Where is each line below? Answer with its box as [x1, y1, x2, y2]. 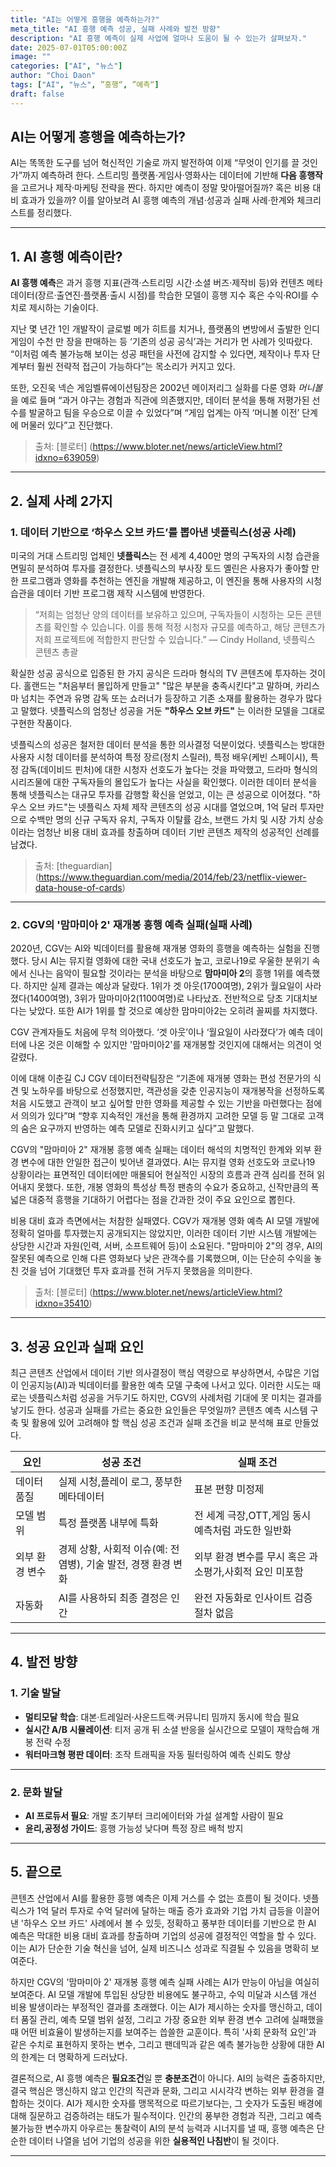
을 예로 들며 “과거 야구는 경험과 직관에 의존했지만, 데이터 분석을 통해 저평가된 [10, 394, 310, 406]
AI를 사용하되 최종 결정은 [58, 1591, 169, 1605]
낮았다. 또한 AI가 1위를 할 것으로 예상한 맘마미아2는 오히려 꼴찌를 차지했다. [28, 1005, 318, 1017]
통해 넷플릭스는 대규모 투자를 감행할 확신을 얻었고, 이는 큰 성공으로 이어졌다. [10, 788, 307, 800]
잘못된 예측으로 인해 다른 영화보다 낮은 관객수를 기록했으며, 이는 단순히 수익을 [10, 1252, 312, 1265]
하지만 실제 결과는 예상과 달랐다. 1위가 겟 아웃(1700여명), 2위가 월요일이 [23, 980, 303, 992]
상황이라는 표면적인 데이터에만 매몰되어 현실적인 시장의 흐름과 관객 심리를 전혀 [10, 1169, 315, 1181]
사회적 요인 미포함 [224, 1565, 304, 1579]
